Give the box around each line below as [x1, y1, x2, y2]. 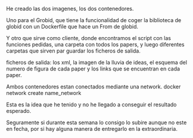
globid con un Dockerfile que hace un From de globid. [6, 23, 139, 30]
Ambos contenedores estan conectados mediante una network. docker [6, 83, 181, 90]
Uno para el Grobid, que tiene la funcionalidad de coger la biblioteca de [6, 17, 182, 23]
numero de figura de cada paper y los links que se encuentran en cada [6, 65, 180, 72]
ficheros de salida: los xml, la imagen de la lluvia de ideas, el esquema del [6, 59, 188, 66]
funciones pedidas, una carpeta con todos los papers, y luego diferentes [6, 41, 185, 48]
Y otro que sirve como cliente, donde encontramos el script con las [6, 35, 172, 41]
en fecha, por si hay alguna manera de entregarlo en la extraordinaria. [6, 125, 178, 132]
